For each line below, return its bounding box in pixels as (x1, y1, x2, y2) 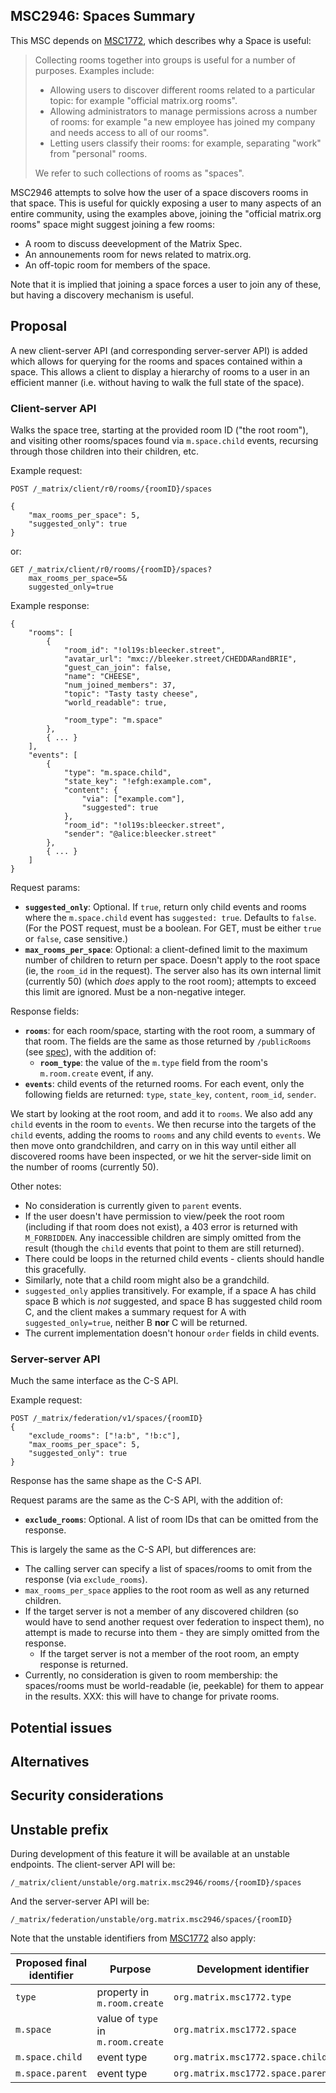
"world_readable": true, (63, 697, 168, 708)
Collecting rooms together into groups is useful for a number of (34, 54, 296, 66)
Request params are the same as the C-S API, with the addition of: (10, 1494, 283, 1506)
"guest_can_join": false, (63, 662, 172, 673)
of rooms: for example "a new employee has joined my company (49, 115, 316, 128)
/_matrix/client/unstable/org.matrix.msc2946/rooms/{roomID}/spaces (10, 1878, 302, 1888)
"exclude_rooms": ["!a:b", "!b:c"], (28, 1431, 182, 1441)
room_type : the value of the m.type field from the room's (39, 1056, 268, 1068)
